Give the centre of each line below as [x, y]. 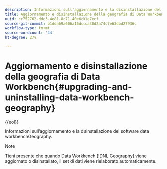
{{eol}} [12, 122]
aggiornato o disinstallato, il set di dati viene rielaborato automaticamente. [81, 161]
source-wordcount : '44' [30, 33]
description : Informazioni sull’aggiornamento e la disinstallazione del [83, 10]
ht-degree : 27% [21, 38]
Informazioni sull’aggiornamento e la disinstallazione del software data [77, 131]
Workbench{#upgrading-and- [69, 87]
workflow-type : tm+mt [28, 28]
